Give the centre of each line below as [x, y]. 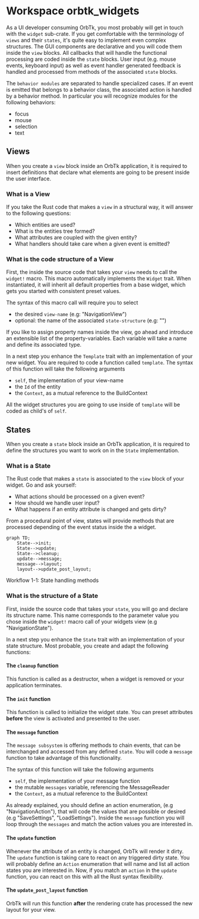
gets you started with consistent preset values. [63, 291]
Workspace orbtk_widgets [73, 11]
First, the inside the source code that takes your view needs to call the [91, 272]
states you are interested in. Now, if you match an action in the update [91, 870]
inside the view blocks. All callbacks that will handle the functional [87, 52]
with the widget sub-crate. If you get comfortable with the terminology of [95, 33]
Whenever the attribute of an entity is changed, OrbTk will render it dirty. [95, 851]
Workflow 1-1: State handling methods [53, 580]
